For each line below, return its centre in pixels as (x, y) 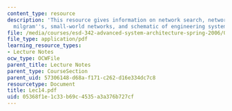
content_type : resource (41, 13)
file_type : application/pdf (48, 39)
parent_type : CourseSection (48, 71)
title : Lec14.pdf (32, 90)
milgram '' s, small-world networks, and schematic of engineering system (120, 26)
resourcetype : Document (41, 84)
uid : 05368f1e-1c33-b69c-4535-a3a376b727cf (71, 97)
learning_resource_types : (44, 46)
